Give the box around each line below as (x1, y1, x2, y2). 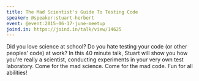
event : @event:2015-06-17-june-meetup (6, 20, 105, 26)
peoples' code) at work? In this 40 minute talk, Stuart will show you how (6, 50, 188, 57)
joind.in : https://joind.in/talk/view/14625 (6, 26, 122, 33)
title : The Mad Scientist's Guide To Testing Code (6, 9, 138, 15)
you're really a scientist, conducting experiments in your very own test (6, 56, 184, 63)
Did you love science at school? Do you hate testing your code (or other (6, 43, 187, 50)
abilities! (6, 69, 28, 77)
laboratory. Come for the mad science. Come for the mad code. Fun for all (6, 63, 193, 70)
